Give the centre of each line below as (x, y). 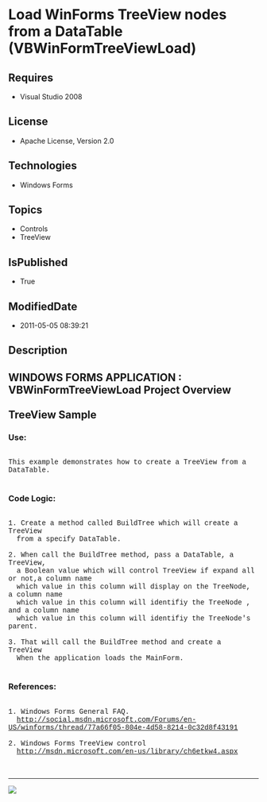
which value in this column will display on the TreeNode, (133, 587)
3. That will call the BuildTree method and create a (115, 642)
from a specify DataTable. (69, 539)
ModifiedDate (43, 306)
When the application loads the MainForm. (100, 658)
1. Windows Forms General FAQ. (69, 711)
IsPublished (38, 262)
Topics (25, 210)
